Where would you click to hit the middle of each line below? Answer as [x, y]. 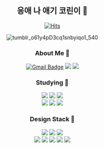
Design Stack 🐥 [52, 119]
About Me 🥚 [52, 53]
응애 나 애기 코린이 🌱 [52, 11]
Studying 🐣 [52, 83]
